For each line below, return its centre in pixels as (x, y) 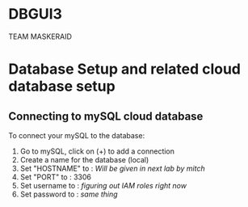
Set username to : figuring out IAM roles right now (103, 185)
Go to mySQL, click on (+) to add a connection (97, 151)
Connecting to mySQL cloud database (106, 116)
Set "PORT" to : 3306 (55, 177)
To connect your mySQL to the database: (77, 135)
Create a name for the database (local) (84, 159)
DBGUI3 (36, 14)
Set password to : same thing (69, 194)
